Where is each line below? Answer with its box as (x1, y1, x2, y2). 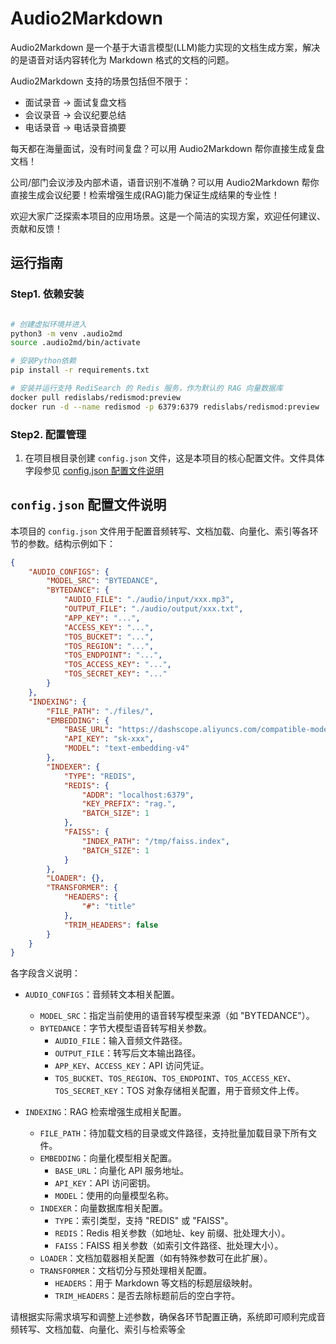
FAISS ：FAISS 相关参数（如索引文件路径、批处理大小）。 (54, 1240, 284, 1252)
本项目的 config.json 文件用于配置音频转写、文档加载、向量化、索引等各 (10, 525, 310, 537)
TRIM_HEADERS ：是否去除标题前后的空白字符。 (54, 1290, 241, 1302)
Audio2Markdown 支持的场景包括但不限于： (10, 75, 192, 87)
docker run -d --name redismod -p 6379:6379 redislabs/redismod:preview (10, 402, 320, 412)
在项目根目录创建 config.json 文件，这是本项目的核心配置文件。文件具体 (24, 452, 325, 464)
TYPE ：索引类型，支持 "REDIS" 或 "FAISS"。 (54, 1215, 234, 1227)
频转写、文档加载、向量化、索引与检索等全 (10, 1323, 186, 1336)
